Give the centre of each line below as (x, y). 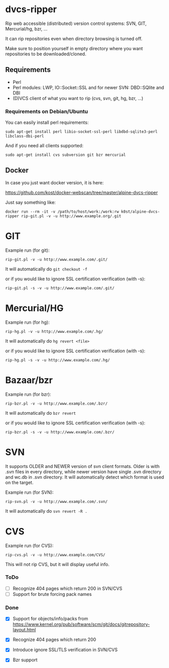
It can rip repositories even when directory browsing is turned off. (74, 39)
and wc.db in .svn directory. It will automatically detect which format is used (85, 477)
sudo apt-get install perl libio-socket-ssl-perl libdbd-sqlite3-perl (81, 132)
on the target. (20, 482)
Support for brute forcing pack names (52, 594)
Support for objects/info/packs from (50, 619)
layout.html (24, 630)
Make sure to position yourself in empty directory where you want (74, 48)
